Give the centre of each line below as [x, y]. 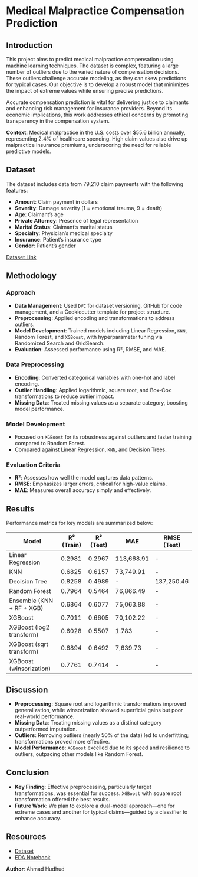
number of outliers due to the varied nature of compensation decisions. [93, 72]
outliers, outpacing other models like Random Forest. [79, 754]
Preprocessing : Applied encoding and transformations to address [95, 318]
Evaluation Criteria [33, 465]
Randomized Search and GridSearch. [60, 343]
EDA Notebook [33, 857]
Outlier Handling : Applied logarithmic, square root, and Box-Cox [93, 390]
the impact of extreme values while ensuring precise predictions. [85, 91]
